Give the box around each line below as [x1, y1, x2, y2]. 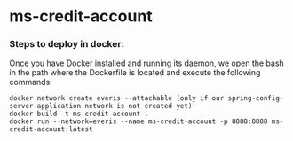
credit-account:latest [9, 125, 93, 134]
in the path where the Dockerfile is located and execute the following [9, 67, 261, 78]
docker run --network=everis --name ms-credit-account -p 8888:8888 [9, 117, 268, 126]
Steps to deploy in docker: [9, 38, 125, 51]
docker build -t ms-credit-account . [9, 109, 149, 119]
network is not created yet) [84, 102, 193, 111]
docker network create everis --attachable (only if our [9, 94, 225, 103]
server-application [9, 102, 82, 111]
